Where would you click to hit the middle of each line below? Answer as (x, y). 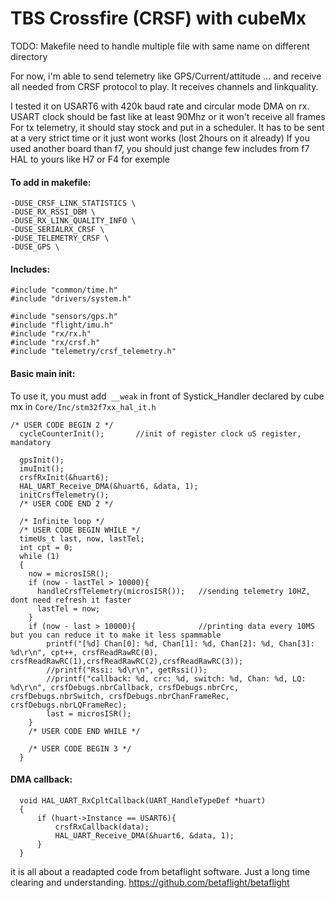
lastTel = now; (68, 608)
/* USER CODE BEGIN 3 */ (80, 748)
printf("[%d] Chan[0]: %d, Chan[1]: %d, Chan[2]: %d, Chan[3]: (180, 643)
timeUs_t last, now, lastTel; (82, 538)
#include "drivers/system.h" (71, 299)
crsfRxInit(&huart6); (64, 477)
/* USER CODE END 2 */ (66, 503)
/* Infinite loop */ (62, 521)
